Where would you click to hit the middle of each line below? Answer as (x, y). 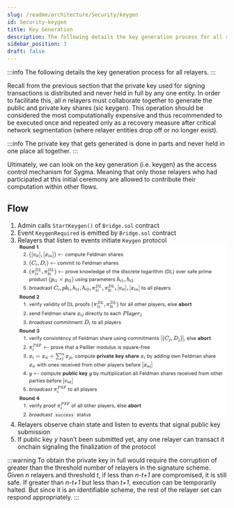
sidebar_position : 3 (37, 44)
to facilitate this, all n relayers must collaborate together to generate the (110, 100)
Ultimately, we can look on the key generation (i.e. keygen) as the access (112, 164)
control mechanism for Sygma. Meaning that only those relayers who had (112, 172)
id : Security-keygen (37, 22)
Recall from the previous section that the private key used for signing (106, 86)
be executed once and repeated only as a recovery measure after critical (111, 123)
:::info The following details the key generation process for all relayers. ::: (111, 72)
